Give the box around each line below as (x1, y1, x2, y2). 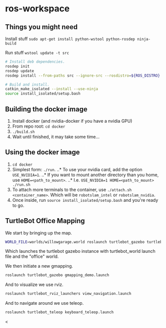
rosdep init (5, 64, 30, 69)
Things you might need (5, 23, 78, 31)
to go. (12, 202, 25, 208)
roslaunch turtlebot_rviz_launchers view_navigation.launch (5, 291, 132, 296)
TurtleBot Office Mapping (5, 217, 85, 225)
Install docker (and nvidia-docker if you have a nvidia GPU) (12, 118, 132, 124)
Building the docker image (5, 105, 87, 113)
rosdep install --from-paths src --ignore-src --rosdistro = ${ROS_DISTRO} (5, 73, 161, 78)
